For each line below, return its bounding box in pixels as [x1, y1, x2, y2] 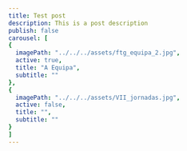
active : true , [15, 57, 62, 65]
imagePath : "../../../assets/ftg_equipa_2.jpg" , [15, 49, 181, 57]
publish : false [8, 26, 59, 34]
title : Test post [8, 11, 66, 20]
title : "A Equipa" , [15, 64, 81, 72]
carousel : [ [8, 34, 48, 42]
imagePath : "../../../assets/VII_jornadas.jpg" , [15, 93, 181, 101]
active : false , [15, 101, 66, 109]
